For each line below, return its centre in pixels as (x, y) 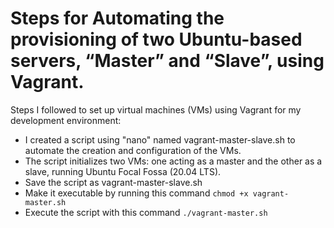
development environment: (66, 120)
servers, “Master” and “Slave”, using (167, 61)
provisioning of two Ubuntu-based (156, 39)
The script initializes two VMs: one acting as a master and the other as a (173, 161)
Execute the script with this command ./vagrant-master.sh (146, 212)
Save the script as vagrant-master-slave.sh (113, 182)
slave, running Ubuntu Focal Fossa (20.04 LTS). (123, 171)
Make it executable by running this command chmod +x (136, 193)
